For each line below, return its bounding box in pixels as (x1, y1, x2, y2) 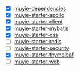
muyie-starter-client (14, 18, 63, 25)
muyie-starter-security (14, 45, 69, 52)
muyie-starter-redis (14, 38, 62, 45)
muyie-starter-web (14, 58, 60, 65)
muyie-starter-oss (14, 32, 58, 39)
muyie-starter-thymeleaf (14, 51, 74, 58)
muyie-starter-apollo (14, 12, 65, 19)
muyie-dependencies (14, 5, 66, 12)
